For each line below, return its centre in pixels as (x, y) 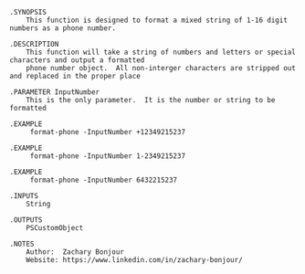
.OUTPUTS (26, 220)
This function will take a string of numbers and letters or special (161, 52)
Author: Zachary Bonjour (75, 252)
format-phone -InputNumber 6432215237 (104, 180)
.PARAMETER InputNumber (55, 92)
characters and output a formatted (77, 60)
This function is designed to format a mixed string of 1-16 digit (157, 20)
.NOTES (22, 244)
